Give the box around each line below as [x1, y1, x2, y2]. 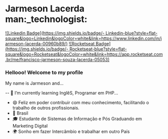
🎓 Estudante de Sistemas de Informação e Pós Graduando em [12, 116, 142, 122]
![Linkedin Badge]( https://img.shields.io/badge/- [5, 30, 105, 36]
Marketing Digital [12, 123, 48, 129]
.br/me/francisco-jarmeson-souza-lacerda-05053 [5, 56, 108, 62]
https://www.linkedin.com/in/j [101, 35, 162, 41]
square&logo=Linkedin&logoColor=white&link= [5, 35, 101, 41]
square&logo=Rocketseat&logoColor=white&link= [5, 51, 107, 57]
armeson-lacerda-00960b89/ [5, 40, 66, 46]
